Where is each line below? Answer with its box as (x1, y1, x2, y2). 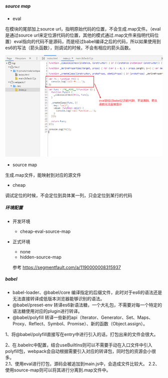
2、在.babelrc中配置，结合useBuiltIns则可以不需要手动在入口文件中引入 (5, 342, 152, 348)
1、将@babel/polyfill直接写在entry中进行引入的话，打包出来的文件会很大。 (5, 331, 158, 337)
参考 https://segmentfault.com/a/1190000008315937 (12, 264, 121, 270)
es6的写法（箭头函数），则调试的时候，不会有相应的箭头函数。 (5, 45, 133, 51)
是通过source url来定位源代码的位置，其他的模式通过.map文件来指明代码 (5, 32, 155, 38)
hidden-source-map (19, 254, 61, 260)
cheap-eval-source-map (19, 228, 71, 234)
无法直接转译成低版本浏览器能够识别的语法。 (12, 295, 105, 301)
